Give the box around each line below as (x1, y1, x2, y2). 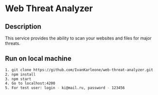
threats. (5, 40, 20, 46)
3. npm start (5, 76, 32, 81)
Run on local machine (5, 55, 71, 63)
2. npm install (5, 72, 36, 77)
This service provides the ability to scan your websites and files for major (5, 35, 152, 41)
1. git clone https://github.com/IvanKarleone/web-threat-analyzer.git (5, 67, 153, 72)
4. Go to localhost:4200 (5, 81, 55, 86)
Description (5, 22, 41, 31)
